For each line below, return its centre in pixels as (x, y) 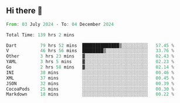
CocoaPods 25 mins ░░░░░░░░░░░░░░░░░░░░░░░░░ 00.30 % (90, 89)
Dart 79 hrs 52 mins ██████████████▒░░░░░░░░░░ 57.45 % (90, 45)
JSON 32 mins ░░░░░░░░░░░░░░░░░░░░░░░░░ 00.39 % (90, 83)
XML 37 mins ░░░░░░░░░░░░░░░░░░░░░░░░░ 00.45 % (90, 78)
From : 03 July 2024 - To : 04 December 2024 (60, 24)
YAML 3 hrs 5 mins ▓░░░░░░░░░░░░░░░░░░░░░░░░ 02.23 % (90, 62)
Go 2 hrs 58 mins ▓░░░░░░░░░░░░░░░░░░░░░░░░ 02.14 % (90, 67)
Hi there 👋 (24, 11)
